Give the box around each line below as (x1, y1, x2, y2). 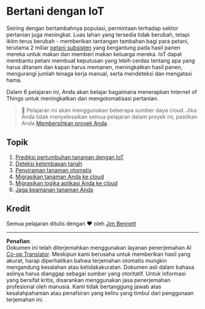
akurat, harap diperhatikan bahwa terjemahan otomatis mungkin (6, 256, 167, 264)
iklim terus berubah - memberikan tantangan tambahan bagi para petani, (6, 37, 189, 45)
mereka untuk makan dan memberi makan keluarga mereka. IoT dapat (6, 50, 182, 57)
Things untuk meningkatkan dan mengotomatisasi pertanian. (6, 95, 159, 102)
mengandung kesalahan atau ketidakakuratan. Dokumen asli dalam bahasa (6, 263, 195, 271)
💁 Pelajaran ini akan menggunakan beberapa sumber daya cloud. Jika (21, 106, 197, 114)
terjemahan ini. (6, 296, 44, 303)
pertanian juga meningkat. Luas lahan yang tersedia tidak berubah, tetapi (6, 31, 190, 38)
